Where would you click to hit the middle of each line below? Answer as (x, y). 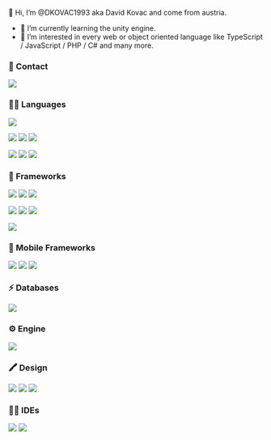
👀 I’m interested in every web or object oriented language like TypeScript (141, 37)
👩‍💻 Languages (37, 105)
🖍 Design (28, 367)
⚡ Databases (34, 288)
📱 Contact (28, 66)
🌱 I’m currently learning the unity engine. (88, 28)
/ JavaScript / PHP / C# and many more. (87, 45)
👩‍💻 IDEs (24, 410)
